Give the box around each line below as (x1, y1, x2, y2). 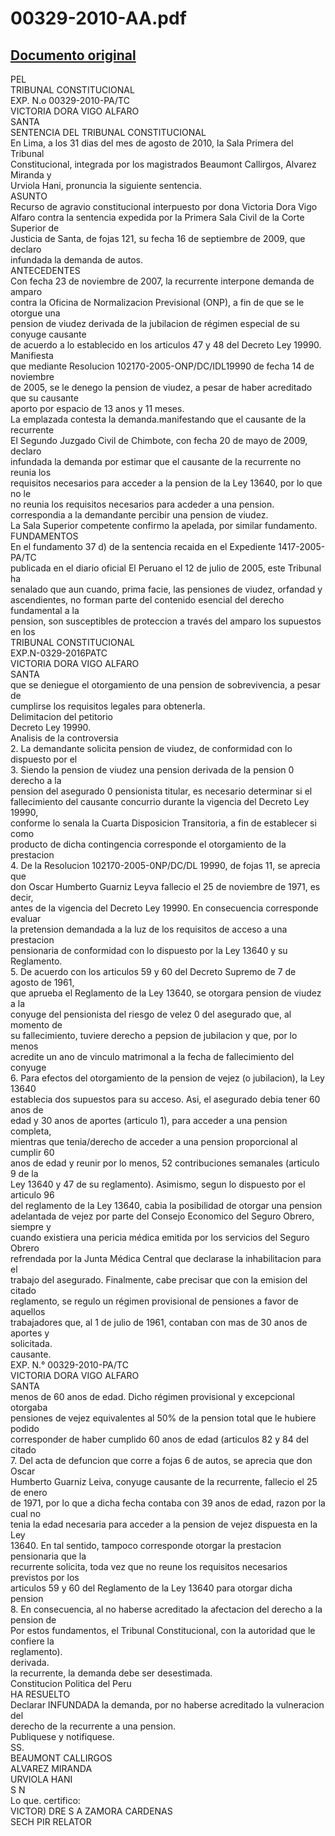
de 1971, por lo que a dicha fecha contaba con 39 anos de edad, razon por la (10, 1497, 326, 1509)
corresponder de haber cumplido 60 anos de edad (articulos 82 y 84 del (10, 1433, 309, 1445)
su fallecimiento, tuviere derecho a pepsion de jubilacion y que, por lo (10, 1030, 298, 1041)
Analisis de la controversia (10, 732, 119, 744)
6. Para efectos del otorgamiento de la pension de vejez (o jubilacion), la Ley (10, 1072, 325, 1084)
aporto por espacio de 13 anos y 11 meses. (10, 403, 185, 414)
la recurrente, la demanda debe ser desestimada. (10, 1667, 213, 1679)
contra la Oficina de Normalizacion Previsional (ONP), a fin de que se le (10, 297, 305, 308)
